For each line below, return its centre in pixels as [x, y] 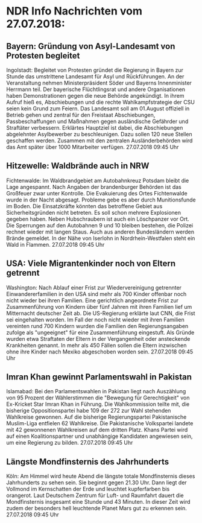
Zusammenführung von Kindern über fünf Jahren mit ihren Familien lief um [99, 306]
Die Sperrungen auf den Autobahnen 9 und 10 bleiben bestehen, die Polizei [100, 225]
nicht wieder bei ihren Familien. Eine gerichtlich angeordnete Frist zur [93, 300]
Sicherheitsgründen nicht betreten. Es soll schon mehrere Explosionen [93, 212]
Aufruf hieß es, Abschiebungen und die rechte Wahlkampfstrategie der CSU [100, 102]
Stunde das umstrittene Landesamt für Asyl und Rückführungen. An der [95, 76]
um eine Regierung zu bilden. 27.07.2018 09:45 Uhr [70, 443]
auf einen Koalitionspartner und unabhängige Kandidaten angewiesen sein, [99, 436]
